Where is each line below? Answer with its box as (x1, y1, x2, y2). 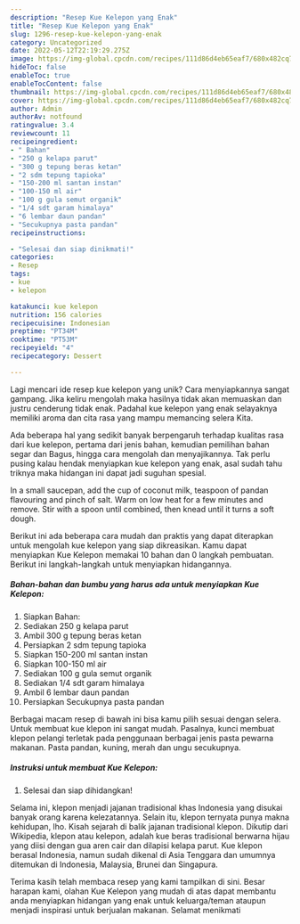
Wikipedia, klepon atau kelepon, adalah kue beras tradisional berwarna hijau (10, 830, 290, 841)
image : (10, 54, 35, 63)
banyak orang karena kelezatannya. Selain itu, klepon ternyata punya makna (10, 812, 290, 822)
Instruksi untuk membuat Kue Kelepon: (10, 763, 158, 773)
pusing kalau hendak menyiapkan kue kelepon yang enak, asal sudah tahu (10, 458, 283, 469)
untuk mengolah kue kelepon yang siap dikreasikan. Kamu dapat (10, 540, 247, 551)
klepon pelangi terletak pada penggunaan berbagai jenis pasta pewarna (10, 732, 274, 743)
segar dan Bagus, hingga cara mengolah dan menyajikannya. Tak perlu (10, 448, 271, 459)
